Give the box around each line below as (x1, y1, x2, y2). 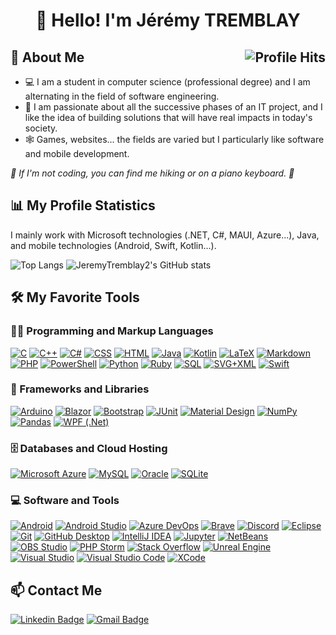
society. (24, 122, 58, 134)
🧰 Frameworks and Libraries (10, 382, 150, 396)
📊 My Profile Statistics (10, 197, 156, 214)
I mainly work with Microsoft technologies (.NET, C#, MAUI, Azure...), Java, (10, 229, 320, 241)
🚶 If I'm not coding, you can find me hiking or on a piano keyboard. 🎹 (10, 167, 295, 179)
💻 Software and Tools (10, 494, 120, 508)
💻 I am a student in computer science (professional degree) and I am (24, 76, 311, 88)
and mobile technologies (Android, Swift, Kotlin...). (10, 239, 217, 251)
